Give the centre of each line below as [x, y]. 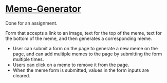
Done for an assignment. [31, 23]
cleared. [22, 75]
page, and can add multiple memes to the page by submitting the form [87, 54]
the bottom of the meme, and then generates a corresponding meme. [79, 38]
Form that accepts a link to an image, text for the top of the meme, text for [83, 33]
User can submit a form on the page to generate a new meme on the [85, 48]
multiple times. [28, 59]
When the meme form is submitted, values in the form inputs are [81, 70]
